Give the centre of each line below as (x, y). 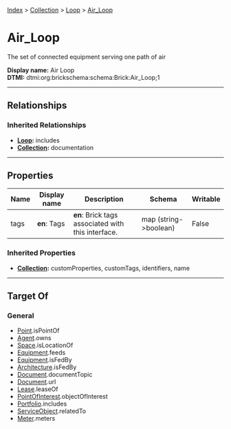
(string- (170, 220)
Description (104, 199)
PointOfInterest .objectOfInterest (62, 397)
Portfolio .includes (42, 404)
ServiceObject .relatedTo (52, 411)
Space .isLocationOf (45, 345)
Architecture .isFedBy (47, 367)
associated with (99, 224)
